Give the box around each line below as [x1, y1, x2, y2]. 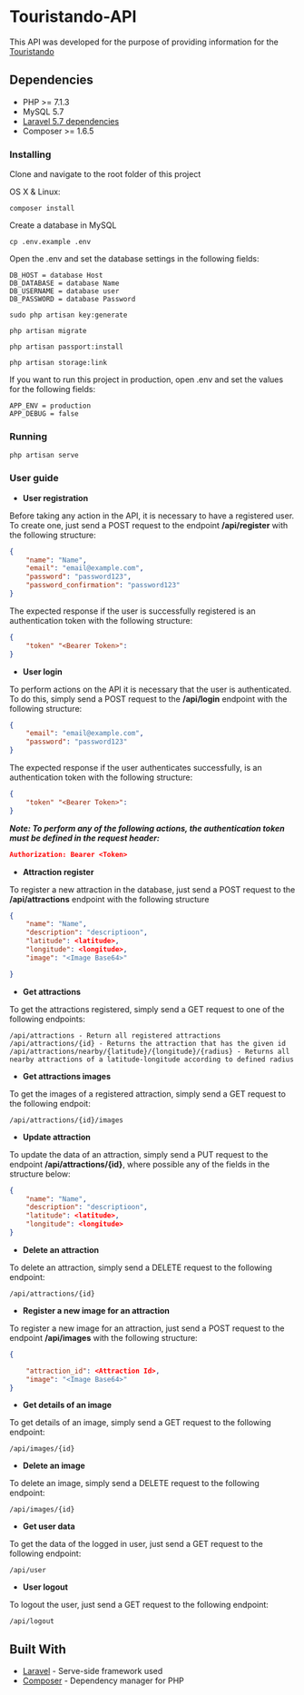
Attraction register [22, 866, 94, 877]
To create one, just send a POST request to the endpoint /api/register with [9, 519, 289, 530]
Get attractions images [22, 1070, 112, 1081]
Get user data [22, 1521, 75, 1532]
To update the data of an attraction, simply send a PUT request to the [9, 1148, 269, 1159]
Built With [9, 1641, 66, 1657]
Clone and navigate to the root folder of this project [9, 169, 201, 180]
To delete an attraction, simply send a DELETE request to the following [9, 1262, 272, 1273]
